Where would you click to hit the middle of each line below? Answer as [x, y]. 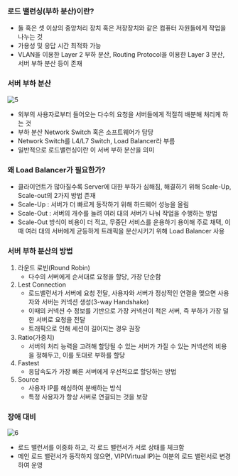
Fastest [28, 363]
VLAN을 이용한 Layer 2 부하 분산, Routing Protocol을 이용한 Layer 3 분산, [121, 55]
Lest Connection [42, 284]
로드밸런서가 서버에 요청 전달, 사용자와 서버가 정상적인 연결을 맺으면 [122, 293]
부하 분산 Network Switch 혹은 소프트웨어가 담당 [86, 132]
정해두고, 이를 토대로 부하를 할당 [81, 355]
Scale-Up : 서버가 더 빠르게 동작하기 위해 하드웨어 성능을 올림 [103, 204]
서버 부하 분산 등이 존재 [50, 63]
